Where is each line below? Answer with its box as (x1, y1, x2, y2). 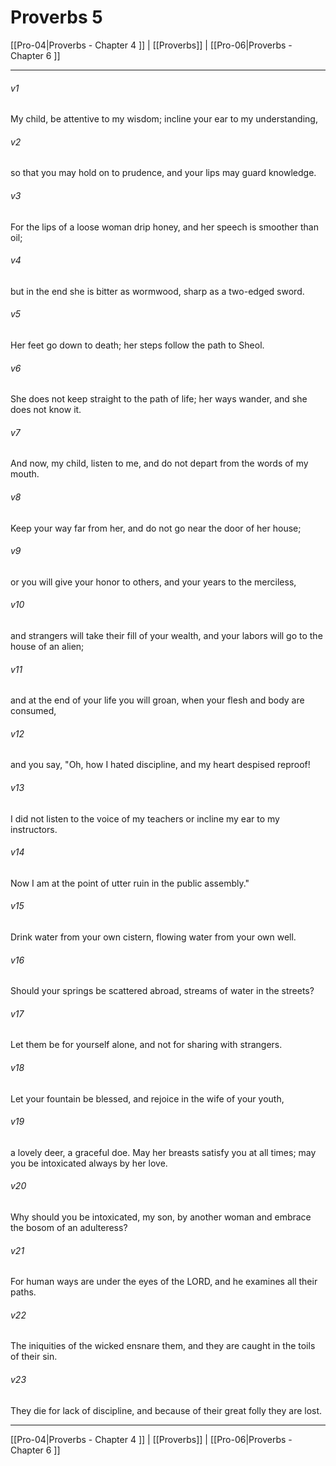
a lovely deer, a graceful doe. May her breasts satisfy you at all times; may (10, 1146, 317, 1158)
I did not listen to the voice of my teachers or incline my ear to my (10, 812, 280, 825)
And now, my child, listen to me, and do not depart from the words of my (10, 457, 309, 470)
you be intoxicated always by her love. (10, 1157, 168, 1169)
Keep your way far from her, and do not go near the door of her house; (10, 522, 302, 534)
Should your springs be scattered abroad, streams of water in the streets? (10, 985, 315, 997)
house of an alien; (10, 640, 85, 652)
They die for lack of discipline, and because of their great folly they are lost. (10, 1404, 323, 1416)
